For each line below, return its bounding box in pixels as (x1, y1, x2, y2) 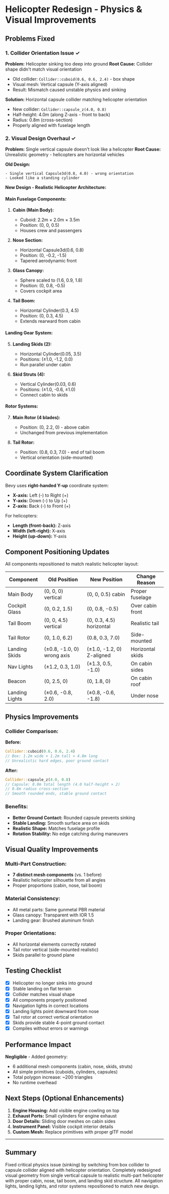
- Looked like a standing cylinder (5, 175, 80, 181)
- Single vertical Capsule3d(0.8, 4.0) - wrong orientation (5, 171, 134, 176)
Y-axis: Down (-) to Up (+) (12, 497, 68, 503)
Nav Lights (8, 664, 33, 671)
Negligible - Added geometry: (5, 1053, 68, 1059)
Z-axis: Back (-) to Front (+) (12, 503, 71, 509)
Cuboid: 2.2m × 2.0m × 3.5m (20, 217, 80, 223)
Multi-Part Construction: (5, 860, 67, 867)
